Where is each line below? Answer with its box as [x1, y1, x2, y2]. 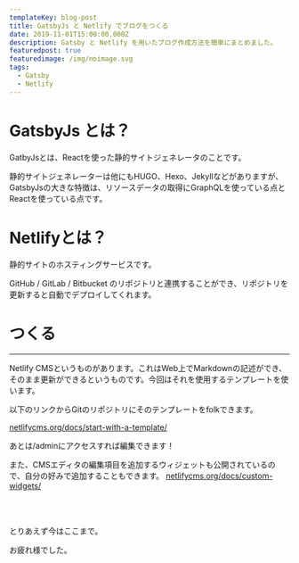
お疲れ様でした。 [9, 545, 72, 556]
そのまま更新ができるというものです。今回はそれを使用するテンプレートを [9, 374, 281, 385]
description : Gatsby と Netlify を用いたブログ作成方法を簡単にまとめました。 [9, 37, 278, 47]
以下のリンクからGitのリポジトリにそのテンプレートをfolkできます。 [9, 404, 258, 415]
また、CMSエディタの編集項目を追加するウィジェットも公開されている [9, 460, 269, 470]
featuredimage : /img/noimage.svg [9, 54, 133, 63]
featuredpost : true [9, 46, 82, 55]
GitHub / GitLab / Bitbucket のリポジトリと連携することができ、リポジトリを [9, 277, 289, 288]
